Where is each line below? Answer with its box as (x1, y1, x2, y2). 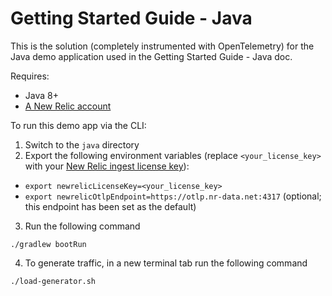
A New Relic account (24, 100, 112, 112)
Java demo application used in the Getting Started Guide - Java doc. (10, 50, 293, 62)
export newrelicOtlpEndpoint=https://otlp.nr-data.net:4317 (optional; (24, 190, 322, 202)
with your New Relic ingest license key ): (24, 160, 190, 172)
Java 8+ (24, 89, 59, 101)
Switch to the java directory (24, 138, 140, 151)
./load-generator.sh (10, 276, 97, 286)
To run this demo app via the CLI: (10, 119, 147, 131)
